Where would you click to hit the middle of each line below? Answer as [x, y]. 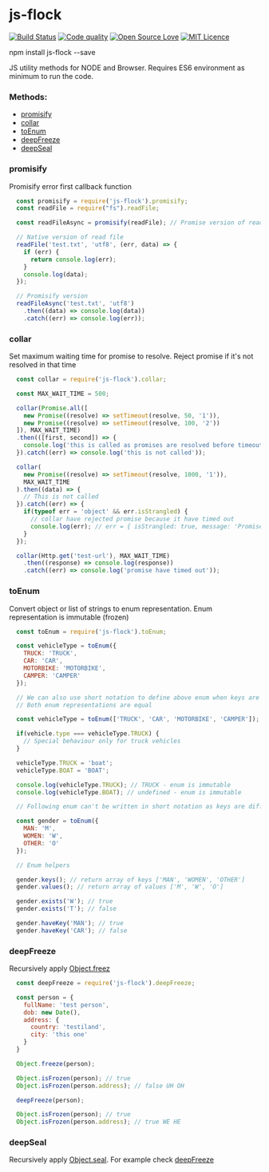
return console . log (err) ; [73, 259]
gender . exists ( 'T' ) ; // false [66, 909]
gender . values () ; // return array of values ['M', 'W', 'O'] [120, 887]
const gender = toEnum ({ [57, 821]
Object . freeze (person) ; [55, 1063]
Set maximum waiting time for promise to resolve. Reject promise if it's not [131, 356]
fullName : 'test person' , [67, 1005]
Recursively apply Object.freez [60, 968]
